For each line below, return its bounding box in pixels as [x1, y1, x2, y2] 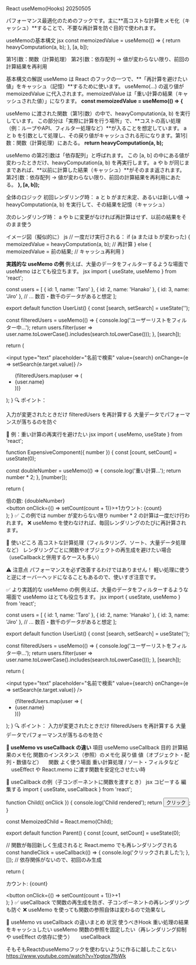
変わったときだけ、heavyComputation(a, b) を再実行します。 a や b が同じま [6, 159, 190, 166]
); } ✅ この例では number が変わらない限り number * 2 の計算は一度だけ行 [6, 512, 185, 519]
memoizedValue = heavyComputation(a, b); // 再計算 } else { [6, 241, 152, 247]
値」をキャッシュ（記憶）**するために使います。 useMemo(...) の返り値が [6, 83, 184, 90]
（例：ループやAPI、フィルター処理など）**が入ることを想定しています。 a [6, 125, 187, 132]
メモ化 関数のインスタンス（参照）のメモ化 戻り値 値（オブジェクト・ [16, 751, 185, 758]
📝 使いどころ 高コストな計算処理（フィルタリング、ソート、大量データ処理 [6, 539, 186, 546]
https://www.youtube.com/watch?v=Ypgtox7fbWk [6, 953, 126, 959]
